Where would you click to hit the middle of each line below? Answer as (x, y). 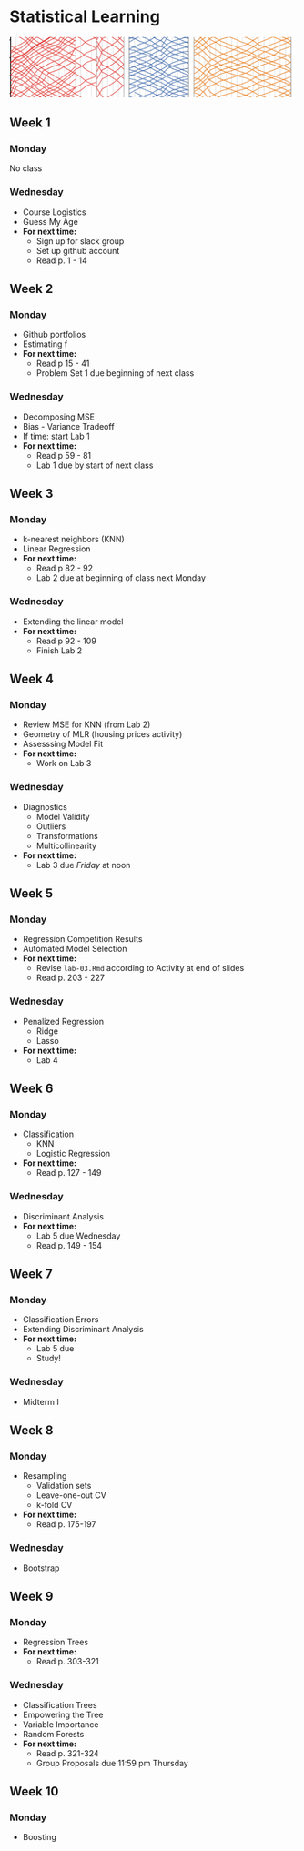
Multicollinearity (66, 845)
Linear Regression (56, 549)
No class (26, 168)
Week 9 (31, 1597)
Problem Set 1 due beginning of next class (115, 373)
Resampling (45, 1476)
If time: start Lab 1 (56, 436)
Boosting (39, 1837)
